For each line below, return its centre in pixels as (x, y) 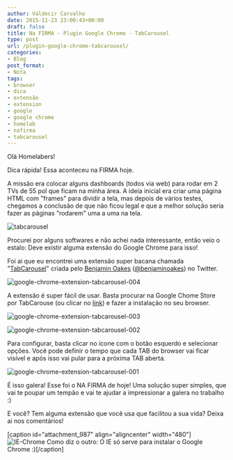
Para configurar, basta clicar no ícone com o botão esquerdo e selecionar (113, 344)
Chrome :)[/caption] (35, 450)
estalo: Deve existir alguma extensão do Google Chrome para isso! (103, 247)
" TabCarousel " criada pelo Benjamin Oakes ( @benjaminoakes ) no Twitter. (113, 268)
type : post (23, 40)
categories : (24, 53)
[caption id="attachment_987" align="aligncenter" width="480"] (99, 435)
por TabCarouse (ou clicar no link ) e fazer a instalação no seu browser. (109, 303)
